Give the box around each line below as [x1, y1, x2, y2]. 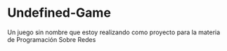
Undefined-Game [7, 5, 111, 21]
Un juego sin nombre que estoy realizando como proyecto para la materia [7, 28, 221, 36]
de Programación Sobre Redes [7, 35, 96, 43]
